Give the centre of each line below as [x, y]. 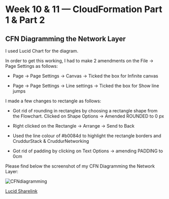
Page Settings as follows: [32, 66]
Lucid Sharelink [22, 191]
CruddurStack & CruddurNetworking [51, 141]
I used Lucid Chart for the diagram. [42, 51]
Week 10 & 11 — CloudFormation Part [84, 9]
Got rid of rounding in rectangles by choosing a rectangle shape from [85, 111]
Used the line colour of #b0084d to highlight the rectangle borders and [87, 136]
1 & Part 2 [25, 20]
